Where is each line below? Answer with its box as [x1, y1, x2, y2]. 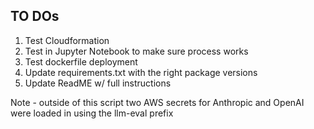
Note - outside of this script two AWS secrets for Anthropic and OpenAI [10, 96, 305, 108]
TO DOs [10, 8, 60, 25]
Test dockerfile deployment [24, 55, 138, 68]
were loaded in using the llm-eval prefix [10, 107, 174, 119]
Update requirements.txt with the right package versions [24, 66, 258, 78]
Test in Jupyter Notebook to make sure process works [24, 45, 249, 57]
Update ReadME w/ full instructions [24, 77, 172, 89]
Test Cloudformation [24, 34, 110, 46]
